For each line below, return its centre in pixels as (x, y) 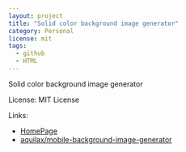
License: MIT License (44, 99)
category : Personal (41, 31)
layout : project (36, 16)
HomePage (39, 131)
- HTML (27, 61)
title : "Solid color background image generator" (94, 23)
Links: (18, 115)
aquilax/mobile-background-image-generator (96, 139)
